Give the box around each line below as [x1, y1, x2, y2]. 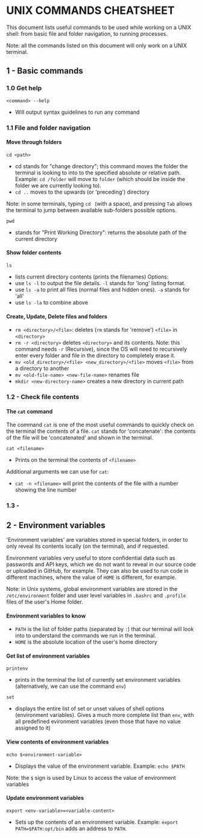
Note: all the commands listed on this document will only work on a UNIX [6, 42, 187, 49]
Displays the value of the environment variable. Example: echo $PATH [14, 762, 185, 770]
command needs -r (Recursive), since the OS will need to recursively [14, 346, 187, 353]
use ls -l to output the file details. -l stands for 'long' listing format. [14, 279, 186, 286]
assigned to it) [14, 724, 51, 731]
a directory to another [14, 365, 69, 372]
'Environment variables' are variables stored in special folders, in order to [6, 536, 188, 544]
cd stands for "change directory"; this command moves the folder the [14, 162, 188, 170]
